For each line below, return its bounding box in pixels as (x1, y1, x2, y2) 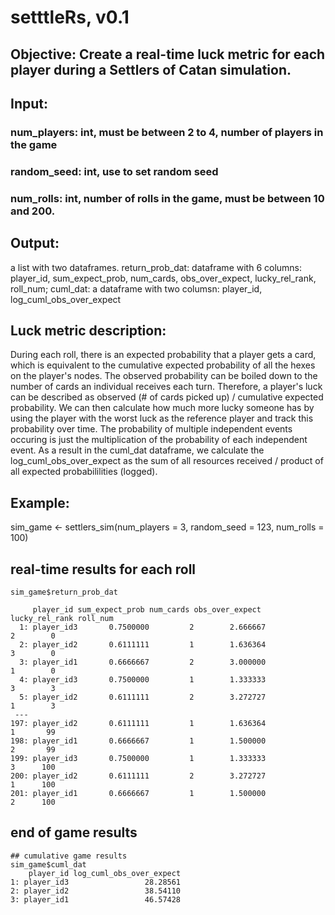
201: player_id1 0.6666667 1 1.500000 (10, 788, 267, 798)
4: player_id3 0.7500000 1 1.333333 (19, 674, 267, 685)
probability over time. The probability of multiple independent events (10, 423, 293, 435)
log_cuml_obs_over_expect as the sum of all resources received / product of (10, 455, 324, 467)
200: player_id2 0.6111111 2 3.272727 (10, 771, 267, 781)
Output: (10, 235, 60, 252)
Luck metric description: (10, 322, 167, 339)
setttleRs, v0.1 (10, 6, 130, 29)
